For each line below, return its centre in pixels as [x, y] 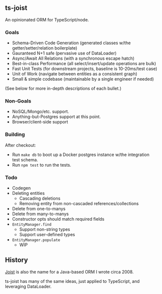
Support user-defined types [47, 234]
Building [15, 135]
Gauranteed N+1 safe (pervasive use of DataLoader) [64, 53]
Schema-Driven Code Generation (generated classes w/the [71, 43]
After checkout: [21, 145]
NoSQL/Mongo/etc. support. [40, 112]
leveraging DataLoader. [28, 286]
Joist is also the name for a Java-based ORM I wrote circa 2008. [69, 272]
